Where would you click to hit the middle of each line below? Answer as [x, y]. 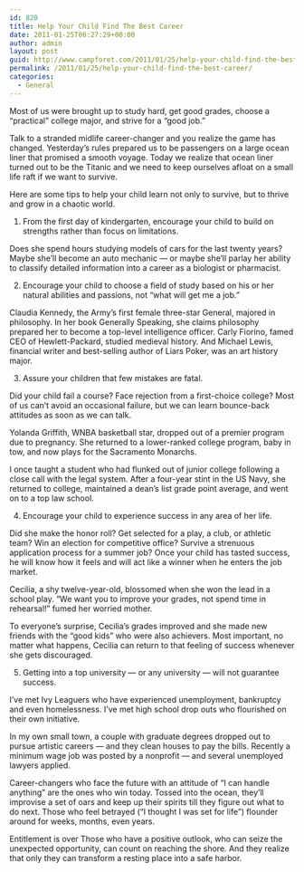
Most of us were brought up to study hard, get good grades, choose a [139, 110]
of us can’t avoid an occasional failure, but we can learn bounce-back [139, 405]
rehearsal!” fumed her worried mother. [81, 608]
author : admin [36, 43]
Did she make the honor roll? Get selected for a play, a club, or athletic [140, 533]
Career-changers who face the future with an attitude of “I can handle [139, 782]
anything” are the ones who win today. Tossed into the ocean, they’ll [137, 792]
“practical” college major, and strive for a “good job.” [108, 120]
